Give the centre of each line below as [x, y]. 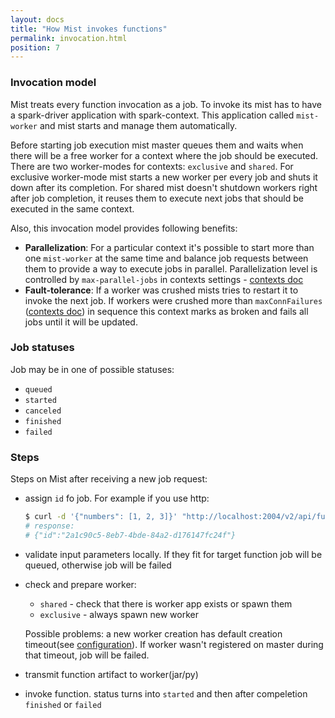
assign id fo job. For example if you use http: [117, 498]
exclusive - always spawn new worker [119, 614]
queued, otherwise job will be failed [98, 565]
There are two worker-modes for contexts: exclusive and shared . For [152, 166]
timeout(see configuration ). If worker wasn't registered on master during [174, 644]
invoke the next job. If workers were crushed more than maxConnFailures [173, 300]
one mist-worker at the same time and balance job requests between [166, 258]
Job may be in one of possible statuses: [92, 369]
